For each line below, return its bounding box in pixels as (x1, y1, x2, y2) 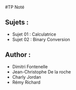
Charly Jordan (12, 74, 42, 80)
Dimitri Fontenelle (12, 64, 48, 69)
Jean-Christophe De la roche (12, 68, 71, 75)
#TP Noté (5, 4, 25, 10)
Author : (5, 51, 31, 59)
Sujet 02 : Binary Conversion (12, 36, 70, 42)
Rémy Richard (12, 79, 41, 85)
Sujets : (5, 18, 29, 26)
